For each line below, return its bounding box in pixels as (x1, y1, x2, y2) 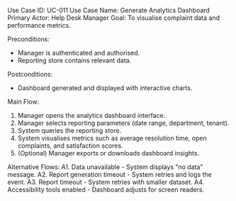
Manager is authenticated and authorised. (17, 49, 140, 57)
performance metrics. (7, 21, 71, 29)
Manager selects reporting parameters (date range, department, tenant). (17, 119, 230, 127)
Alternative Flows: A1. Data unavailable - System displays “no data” (7, 163, 203, 171)
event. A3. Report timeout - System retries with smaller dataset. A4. (7, 178, 205, 186)
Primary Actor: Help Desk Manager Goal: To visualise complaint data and (7, 13, 220, 22)
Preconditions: (7, 35, 50, 43)
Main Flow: (7, 97, 40, 106)
